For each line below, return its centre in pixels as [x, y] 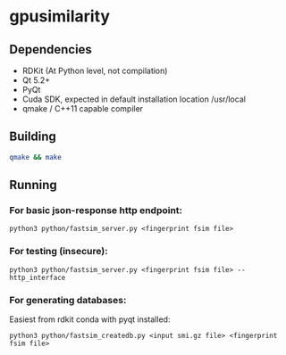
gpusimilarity [59, 17]
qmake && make [36, 157]
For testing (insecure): [59, 252]
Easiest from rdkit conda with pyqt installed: [90, 319]
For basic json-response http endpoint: [96, 210]
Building [33, 137]
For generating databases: [68, 300]
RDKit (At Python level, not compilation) [95, 70]
